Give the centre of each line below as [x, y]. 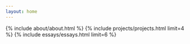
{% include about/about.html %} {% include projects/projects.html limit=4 [95, 28]
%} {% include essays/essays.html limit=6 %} [61, 34]
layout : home [21, 11]
